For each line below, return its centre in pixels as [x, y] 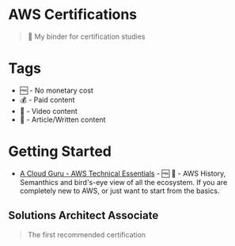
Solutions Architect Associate [83, 216]
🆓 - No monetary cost [56, 90]
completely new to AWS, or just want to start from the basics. [119, 191]
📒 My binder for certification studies [86, 36]
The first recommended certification [87, 234]
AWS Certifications [73, 15]
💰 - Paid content [47, 100]
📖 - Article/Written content [63, 119]
